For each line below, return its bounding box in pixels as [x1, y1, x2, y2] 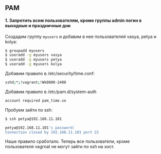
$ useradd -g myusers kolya [5, 62, 62, 67]
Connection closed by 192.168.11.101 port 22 [5, 130, 99, 135]
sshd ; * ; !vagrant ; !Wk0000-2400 [5, 80, 67, 85]
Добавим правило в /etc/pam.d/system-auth [5, 89, 97, 95]
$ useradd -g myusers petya [5, 57, 62, 62]
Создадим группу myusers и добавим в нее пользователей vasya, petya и [5, 34, 157, 39]
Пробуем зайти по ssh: [5, 107, 53, 113]
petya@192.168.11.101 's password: [5, 125, 75, 130]
